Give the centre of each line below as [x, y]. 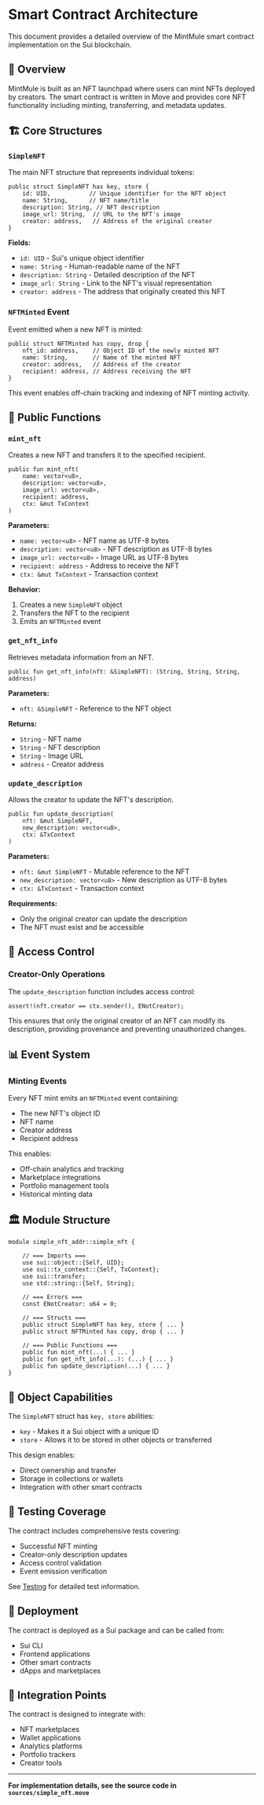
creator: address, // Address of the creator [101, 364]
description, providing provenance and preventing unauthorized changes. [127, 1029]
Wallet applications [50, 1738]
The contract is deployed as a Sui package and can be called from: [117, 1630]
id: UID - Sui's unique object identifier [82, 258]
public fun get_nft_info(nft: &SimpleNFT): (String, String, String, [125, 671]
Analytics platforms [51, 1746]
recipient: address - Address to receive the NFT [99, 566]
